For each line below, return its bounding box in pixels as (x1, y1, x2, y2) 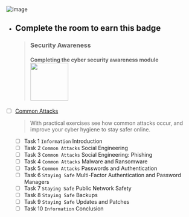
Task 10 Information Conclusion (24, 205, 104, 212)
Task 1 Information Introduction (24, 137, 103, 145)
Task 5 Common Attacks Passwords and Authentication (24, 165, 158, 172)
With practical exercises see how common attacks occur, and (30, 119, 183, 127)
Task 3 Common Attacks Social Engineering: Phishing (24, 151, 153, 158)
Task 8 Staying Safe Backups (24, 192, 98, 199)
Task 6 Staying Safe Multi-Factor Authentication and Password (24, 171, 181, 178)
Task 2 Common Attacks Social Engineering (24, 144, 128, 151)
